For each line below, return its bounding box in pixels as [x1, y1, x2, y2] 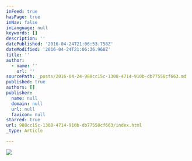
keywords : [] [6, 30, 38, 36]
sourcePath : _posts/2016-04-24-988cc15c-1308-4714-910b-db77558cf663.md [6, 73, 187, 79]
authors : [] [6, 85, 35, 90]
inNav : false [6, 19, 38, 25]
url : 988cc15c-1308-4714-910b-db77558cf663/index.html [6, 123, 142, 128]
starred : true [6, 117, 41, 123]
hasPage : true [6, 14, 41, 20]
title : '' [6, 52, 30, 58]
